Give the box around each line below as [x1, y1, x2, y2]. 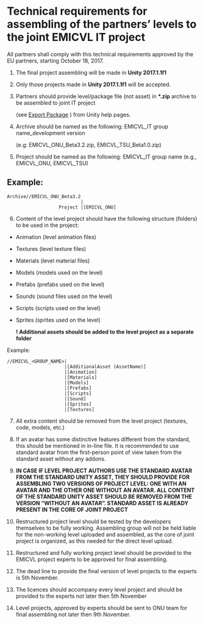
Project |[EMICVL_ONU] [59, 204, 116, 210]
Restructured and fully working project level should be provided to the [15, 549, 191, 556]
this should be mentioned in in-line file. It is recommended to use [15, 442, 179, 449]
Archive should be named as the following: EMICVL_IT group [15, 122, 168, 130]
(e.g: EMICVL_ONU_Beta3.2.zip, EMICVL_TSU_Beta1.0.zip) [15, 141, 162, 148]
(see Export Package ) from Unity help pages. [15, 111, 131, 118]
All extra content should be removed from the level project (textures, [15, 417, 188, 425]
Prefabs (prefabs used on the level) [15, 280, 105, 288]
